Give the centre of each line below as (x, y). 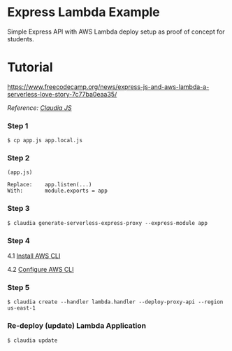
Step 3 (19, 209)
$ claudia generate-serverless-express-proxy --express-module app (108, 223)
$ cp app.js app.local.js (45, 141)
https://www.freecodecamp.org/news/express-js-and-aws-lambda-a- (108, 87)
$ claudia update (32, 340)
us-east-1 (22, 308)
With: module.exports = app (58, 191)
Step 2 (19, 158)
